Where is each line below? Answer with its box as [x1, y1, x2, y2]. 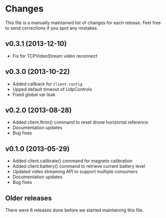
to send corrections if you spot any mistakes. [5, 25, 98, 31]
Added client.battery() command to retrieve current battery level [12, 163, 145, 169]
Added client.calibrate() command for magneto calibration [12, 158, 133, 164]
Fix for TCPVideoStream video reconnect [12, 53, 98, 59]
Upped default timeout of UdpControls [12, 86, 92, 92]
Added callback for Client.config [12, 81, 83, 87]
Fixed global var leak [12, 91, 56, 97]
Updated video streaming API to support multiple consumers [12, 169, 138, 175]
